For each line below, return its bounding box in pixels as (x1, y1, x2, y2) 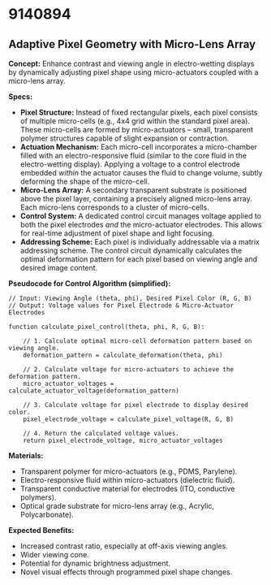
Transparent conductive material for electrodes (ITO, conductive (19, 484, 235, 493)
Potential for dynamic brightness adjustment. (19, 558, 171, 568)
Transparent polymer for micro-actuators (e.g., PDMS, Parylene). (19, 466, 238, 476)
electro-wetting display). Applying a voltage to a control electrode (19, 159, 241, 169)
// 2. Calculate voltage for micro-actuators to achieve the (23, 366, 234, 374)
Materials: (8, 451, 44, 460)
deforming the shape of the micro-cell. (19, 176, 150, 186)
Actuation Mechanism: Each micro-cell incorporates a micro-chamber (19, 142, 258, 151)
